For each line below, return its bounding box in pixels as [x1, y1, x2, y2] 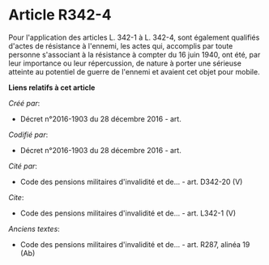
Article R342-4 [8, 6, 112, 24]
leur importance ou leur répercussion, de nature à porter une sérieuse [8, 58, 241, 68]
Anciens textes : [8, 224, 61, 233]
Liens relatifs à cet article [8, 83, 96, 92]
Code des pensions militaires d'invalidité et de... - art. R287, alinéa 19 [19, 239, 250, 249]
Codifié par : [8, 130, 49, 139]
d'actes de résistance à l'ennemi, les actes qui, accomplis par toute [8, 41, 233, 50]
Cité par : [8, 160, 38, 171]
